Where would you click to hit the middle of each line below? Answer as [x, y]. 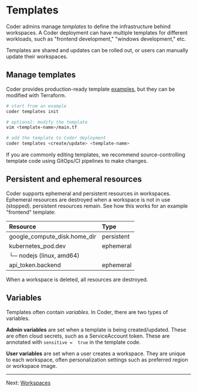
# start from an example [36, 106]
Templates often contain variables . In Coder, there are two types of [87, 312]
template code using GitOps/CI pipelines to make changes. [77, 161]
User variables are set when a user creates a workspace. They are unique [96, 353]
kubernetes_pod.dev [38, 246]
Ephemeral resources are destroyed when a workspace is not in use [88, 199]
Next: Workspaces [28, 383]
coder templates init [33, 111]
